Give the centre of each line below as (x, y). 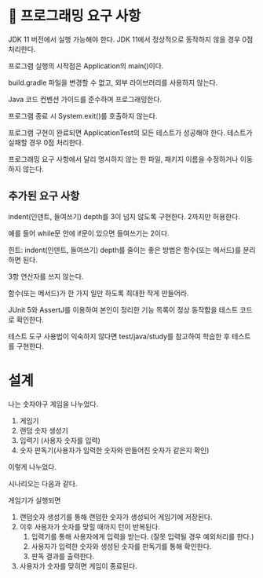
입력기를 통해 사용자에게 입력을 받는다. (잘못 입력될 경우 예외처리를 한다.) (142, 536)
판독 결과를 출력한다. (63, 556)
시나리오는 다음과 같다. (43, 483)
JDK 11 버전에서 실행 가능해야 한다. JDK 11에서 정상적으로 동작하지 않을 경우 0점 (131, 39)
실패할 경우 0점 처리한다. (46, 142)
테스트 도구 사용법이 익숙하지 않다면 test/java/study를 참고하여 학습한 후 (119, 336)
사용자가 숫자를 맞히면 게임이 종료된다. (78, 565)
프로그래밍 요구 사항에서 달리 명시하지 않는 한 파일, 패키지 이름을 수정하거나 (123, 159)
